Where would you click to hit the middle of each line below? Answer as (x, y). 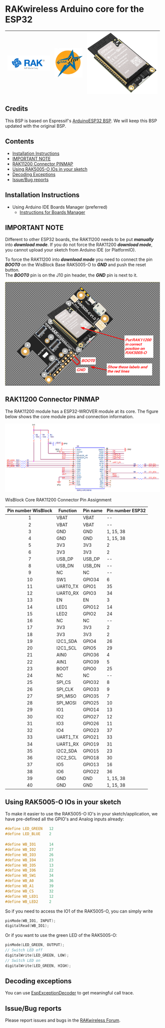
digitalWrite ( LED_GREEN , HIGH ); (38, 966)
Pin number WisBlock (30, 511)
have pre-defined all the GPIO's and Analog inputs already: (65, 819)
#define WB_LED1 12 (29, 896)
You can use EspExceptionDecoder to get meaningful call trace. (69, 993)
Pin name (93, 511)
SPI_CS (64, 682)
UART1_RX (68, 744)
